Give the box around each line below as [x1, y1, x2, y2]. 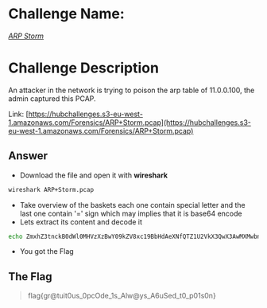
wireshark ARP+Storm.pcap [8, 185, 94, 193]
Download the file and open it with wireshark [19, 170, 168, 180]
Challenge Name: [8, 5, 125, 23]
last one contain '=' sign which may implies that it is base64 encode [19, 209, 242, 218]
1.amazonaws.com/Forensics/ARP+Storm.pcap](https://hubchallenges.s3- [8, 117, 252, 127]
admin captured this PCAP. [8, 93, 97, 103]
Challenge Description [8, 59, 159, 77]
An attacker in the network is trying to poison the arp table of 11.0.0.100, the [8, 85, 255, 95]
